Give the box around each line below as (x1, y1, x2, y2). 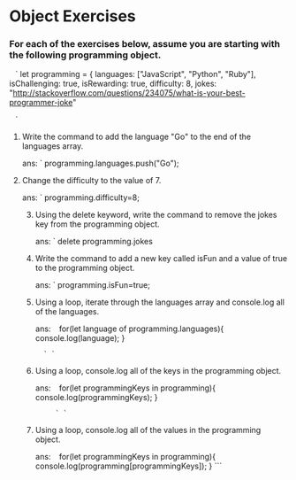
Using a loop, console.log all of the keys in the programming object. (34, 366, 282, 376)
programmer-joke (9, 97, 73, 108)
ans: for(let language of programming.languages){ (34, 323, 224, 334)
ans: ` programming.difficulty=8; (21, 192, 140, 203)
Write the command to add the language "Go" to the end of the (21, 131, 252, 143)
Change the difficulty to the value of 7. (21, 175, 162, 186)
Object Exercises (9, 6, 137, 27)
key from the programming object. (34, 219, 160, 229)
